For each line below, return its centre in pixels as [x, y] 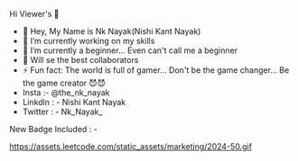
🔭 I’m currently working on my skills [88, 41]
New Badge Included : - [53, 129]
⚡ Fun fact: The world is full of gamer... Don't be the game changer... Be [156, 70]
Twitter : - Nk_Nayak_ [62, 112]
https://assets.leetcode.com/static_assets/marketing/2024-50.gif [131, 147]
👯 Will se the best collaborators [80, 60]
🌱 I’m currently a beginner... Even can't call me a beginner [130, 50]
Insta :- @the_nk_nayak [66, 93]
